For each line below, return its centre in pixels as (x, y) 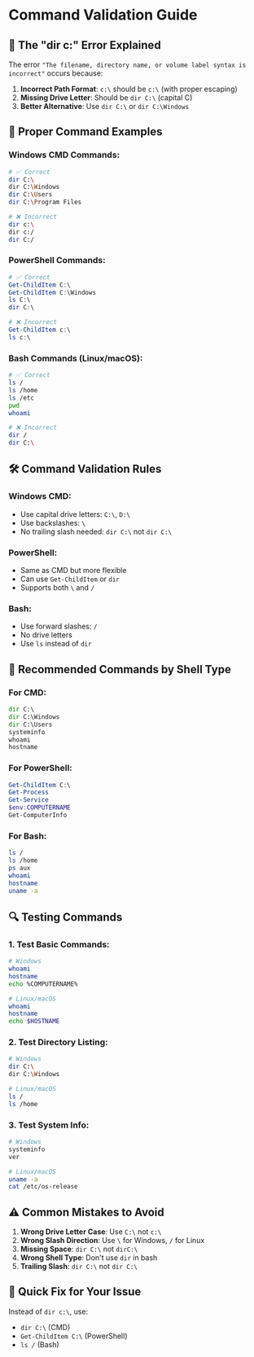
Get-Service (28, 800)
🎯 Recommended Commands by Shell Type (120, 669)
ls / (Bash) (39, 1344)
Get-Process (28, 792)
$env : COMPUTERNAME (39, 808)
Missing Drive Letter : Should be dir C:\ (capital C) (106, 98)
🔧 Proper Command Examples (85, 132)
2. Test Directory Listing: (58, 1042)
